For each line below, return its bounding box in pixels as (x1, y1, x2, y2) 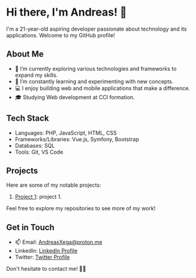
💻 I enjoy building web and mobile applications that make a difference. (14, 84, 191, 92)
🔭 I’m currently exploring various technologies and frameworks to (14, 65, 177, 72)
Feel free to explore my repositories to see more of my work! (6, 205, 156, 212)
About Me (6, 49, 44, 59)
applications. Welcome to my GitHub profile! (6, 31, 115, 38)
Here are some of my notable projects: (6, 181, 101, 189)
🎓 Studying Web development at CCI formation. (14, 93, 135, 101)
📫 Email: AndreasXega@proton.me (14, 238, 103, 246)
